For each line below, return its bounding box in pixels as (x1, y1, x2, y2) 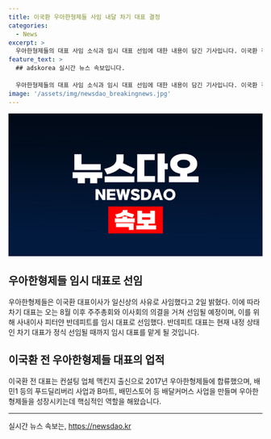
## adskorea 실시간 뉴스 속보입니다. (15, 65, 126, 73)
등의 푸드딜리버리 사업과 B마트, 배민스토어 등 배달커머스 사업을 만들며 (19, 386, 238, 395)
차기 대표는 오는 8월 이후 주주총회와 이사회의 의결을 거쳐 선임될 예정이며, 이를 (8, 307, 252, 316)
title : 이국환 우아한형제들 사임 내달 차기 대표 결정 (8, 13, 161, 21)
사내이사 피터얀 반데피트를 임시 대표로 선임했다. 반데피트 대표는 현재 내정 (16, 317, 245, 327)
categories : (8, 21, 48, 30)
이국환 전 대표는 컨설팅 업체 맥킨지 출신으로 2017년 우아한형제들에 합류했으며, (8, 376, 252, 386)
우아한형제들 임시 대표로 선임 (8, 274, 144, 288)
